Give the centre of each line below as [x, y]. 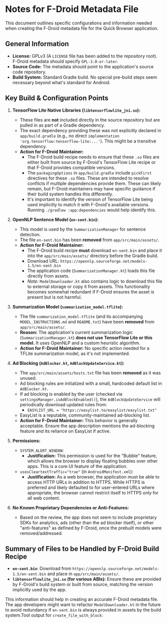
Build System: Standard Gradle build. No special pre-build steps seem [85, 77]
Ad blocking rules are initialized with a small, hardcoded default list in [91, 383]
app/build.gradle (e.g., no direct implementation [70, 136]
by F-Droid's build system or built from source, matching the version [83, 585]
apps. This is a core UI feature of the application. [77, 466]
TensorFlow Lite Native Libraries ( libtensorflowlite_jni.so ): [76, 110]
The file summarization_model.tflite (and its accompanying [81, 316]
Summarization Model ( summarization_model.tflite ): [68, 307]
